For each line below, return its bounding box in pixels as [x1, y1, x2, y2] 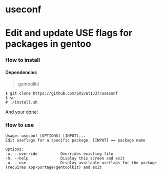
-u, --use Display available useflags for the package [5, 160, 157, 165]
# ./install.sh [5, 99, 38, 105]
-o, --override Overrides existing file [5, 151, 114, 156]
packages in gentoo [5, 38, 91, 50]
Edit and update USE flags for [5, 27, 132, 39]
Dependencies [5, 69, 37, 75]
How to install [5, 57, 40, 64]
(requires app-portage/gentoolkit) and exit [5, 165, 102, 170]
